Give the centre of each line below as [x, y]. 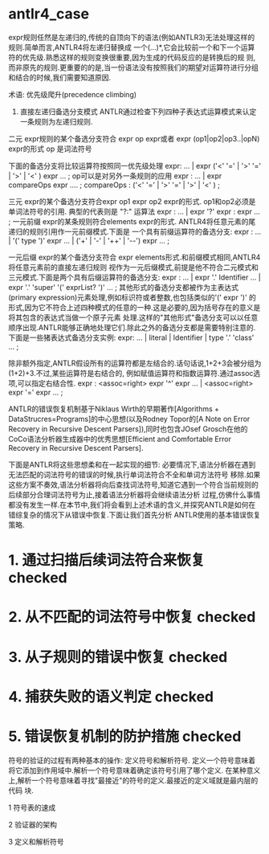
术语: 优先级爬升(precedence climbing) [73, 94]
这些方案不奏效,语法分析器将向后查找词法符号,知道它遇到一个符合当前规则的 [134, 484]
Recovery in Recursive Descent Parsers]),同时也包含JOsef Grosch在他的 [128, 429]
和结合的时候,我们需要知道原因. [60, 77]
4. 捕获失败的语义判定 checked [111, 697]
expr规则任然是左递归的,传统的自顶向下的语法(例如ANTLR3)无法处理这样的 [132, 37]
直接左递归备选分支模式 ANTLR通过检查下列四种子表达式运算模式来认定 [138, 111]
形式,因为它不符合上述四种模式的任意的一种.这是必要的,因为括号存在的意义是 [134, 307]
